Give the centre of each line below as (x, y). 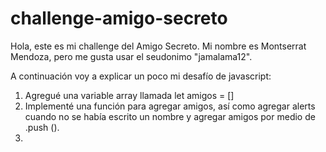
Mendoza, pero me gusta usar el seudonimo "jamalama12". (131, 56)
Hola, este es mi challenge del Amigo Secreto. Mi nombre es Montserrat (158, 46)
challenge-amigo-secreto (119, 18)
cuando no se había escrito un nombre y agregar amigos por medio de (170, 116)
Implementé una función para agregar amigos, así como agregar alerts (170, 106)
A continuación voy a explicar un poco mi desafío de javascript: (141, 76)
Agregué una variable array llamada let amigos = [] (129, 95)
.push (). (42, 127)
